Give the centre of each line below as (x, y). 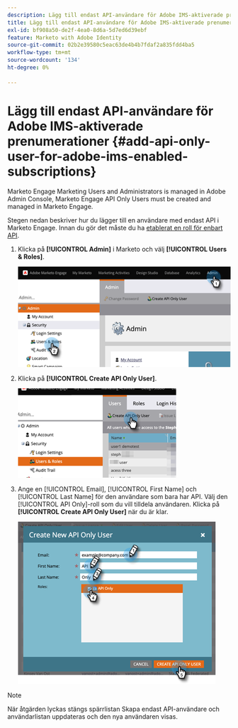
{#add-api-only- (161, 141)
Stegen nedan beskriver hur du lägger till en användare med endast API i (113, 220)
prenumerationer (58, 141)
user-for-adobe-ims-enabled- (98, 156)
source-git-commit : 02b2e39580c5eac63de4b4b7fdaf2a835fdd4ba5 (101, 45)
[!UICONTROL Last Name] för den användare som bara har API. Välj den (123, 496)
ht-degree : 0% (28, 68)
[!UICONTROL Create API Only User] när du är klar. (93, 511)
